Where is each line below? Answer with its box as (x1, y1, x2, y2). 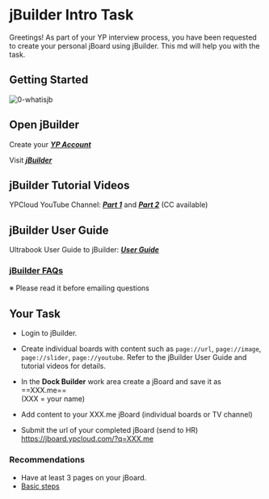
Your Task (9, 307, 61, 320)
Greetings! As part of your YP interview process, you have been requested (9, 32, 257, 42)
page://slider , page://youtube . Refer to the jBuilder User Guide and (20, 353, 247, 362)
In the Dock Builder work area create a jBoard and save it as (20, 377, 221, 387)
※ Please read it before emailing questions (9, 283, 150, 293)
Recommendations (9, 455, 86, 466)
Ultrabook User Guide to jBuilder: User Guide (9, 245, 160, 255)
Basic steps (20, 481, 60, 491)
